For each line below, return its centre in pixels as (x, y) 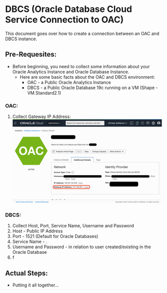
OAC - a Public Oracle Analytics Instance (69, 82)
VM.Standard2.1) (44, 93)
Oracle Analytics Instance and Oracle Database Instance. (71, 72)
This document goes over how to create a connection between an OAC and (82, 33)
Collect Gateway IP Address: (42, 117)
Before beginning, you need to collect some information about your (81, 66)
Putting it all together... (35, 285)
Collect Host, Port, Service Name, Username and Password (73, 226)
